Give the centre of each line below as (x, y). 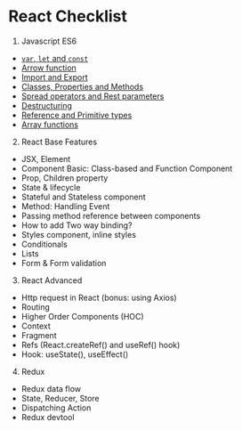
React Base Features (59, 142)
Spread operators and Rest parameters (93, 96)
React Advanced (52, 280)
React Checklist (68, 16)
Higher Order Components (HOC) (82, 316)
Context (36, 326)
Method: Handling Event (65, 206)
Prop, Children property (65, 178)
